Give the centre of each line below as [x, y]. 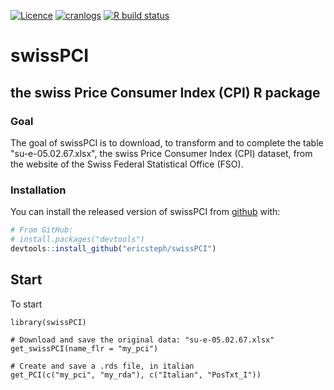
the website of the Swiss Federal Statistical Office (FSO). [127, 164]
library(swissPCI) [48, 322]
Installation [38, 190]
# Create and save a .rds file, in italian [102, 366]
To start [26, 304]
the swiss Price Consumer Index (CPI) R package [165, 92]
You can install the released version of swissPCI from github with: [145, 212]
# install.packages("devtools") [77, 240]
